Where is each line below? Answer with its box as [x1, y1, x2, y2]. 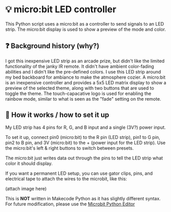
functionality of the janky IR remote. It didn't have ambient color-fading [5, 63, 154, 69]
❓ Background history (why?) [5, 42, 100, 51]
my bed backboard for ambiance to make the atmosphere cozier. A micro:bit [5, 74, 166, 80]
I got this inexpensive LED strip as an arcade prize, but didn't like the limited [5, 58, 165, 64]
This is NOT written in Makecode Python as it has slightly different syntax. [5, 195, 161, 201]
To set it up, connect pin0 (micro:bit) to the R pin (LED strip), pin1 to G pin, [5, 134, 160, 140]
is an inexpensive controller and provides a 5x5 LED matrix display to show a [5, 79, 167, 85]
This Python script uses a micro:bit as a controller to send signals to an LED [5, 20, 164, 27]
